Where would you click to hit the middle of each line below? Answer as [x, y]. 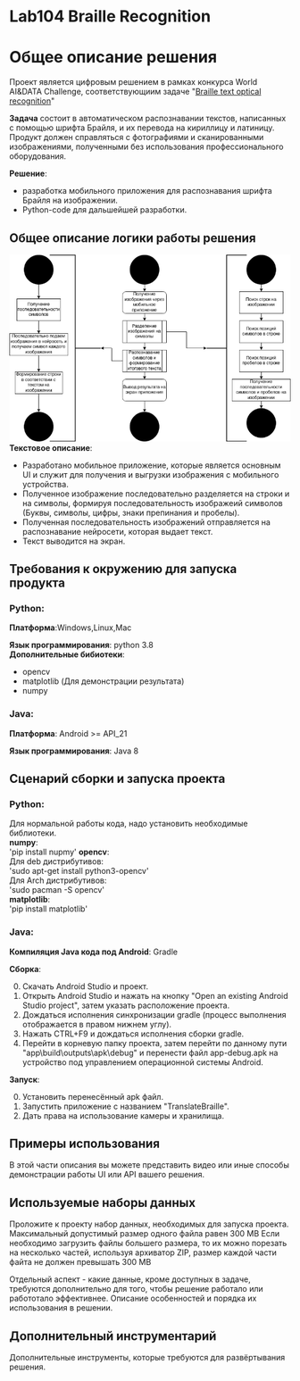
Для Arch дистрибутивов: [58, 880]
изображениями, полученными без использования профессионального [146, 147]
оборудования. [38, 156]
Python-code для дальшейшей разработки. [104, 210]
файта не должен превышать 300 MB [80, 1262]
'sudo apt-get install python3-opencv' [79, 871]
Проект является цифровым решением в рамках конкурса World [133, 82]
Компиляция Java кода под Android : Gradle [94, 952]
